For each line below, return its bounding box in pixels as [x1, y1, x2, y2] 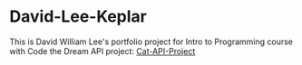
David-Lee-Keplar [9, 6, 148, 27]
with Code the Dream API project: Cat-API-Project [9, 45, 196, 56]
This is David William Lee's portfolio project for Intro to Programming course [9, 36, 293, 47]
